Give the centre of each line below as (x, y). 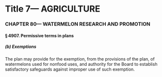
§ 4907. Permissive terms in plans (39, 35)
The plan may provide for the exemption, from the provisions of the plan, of (80, 59)
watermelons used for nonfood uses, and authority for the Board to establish (81, 64)
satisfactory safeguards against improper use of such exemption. (70, 69)
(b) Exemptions (21, 46)
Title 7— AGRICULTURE (53, 9)
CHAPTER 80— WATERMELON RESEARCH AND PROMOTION (78, 24)
